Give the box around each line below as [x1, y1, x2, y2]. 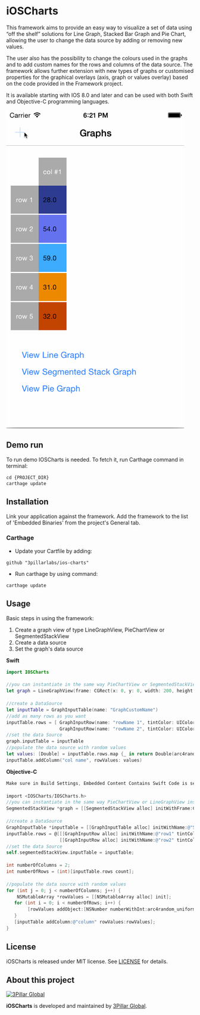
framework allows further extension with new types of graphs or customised [6, 67, 194, 74]
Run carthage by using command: [14, 570, 98, 577]
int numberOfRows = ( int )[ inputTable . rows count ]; [6, 869, 135, 875]
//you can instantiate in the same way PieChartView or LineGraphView [6, 799, 185, 805]
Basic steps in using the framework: [6, 614, 94, 622]
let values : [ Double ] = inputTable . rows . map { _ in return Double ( [6, 751, 174, 757]
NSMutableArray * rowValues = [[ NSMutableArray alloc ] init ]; [17, 894, 171, 900]
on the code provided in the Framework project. [6, 79, 123, 87]
